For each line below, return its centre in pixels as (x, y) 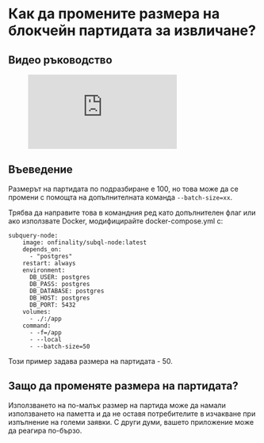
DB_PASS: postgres (59, 284)
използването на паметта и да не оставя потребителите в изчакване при (132, 414)
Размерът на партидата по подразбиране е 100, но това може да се (124, 189)
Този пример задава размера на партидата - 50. (90, 361)
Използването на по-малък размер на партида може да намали (117, 405)
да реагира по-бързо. (45, 430)
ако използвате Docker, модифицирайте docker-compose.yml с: (116, 221)
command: (37, 326)
